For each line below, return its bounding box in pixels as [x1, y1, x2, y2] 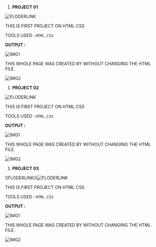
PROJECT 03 [12, 166, 39, 171]
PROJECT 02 [12, 85, 39, 91]
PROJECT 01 [12, 4, 38, 10]
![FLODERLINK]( [5, 175, 37, 181]
